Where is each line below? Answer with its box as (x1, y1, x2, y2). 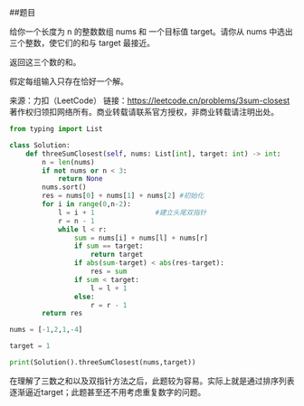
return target (90, 250, 144, 260)
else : (73, 292, 95, 301)
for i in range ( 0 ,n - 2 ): (42, 200, 131, 209)
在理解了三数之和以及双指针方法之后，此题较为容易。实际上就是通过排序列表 (9, 375, 295, 386)
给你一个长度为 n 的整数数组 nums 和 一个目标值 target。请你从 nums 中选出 (9, 26, 294, 37)
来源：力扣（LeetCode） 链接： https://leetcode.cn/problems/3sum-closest (9, 95, 290, 106)
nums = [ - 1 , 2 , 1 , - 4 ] (9, 326, 83, 335)
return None (57, 175, 103, 184)
